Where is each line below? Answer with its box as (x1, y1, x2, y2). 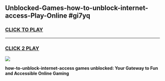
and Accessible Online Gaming (5, 70, 69, 76)
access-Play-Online (5, 12, 67, 20)
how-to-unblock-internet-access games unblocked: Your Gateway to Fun (5, 65, 158, 71)
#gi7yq (68, 12, 91, 20)
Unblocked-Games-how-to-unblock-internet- (5, 4, 148, 12)
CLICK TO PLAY (5, 27, 43, 33)
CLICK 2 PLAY (5, 45, 39, 52)
